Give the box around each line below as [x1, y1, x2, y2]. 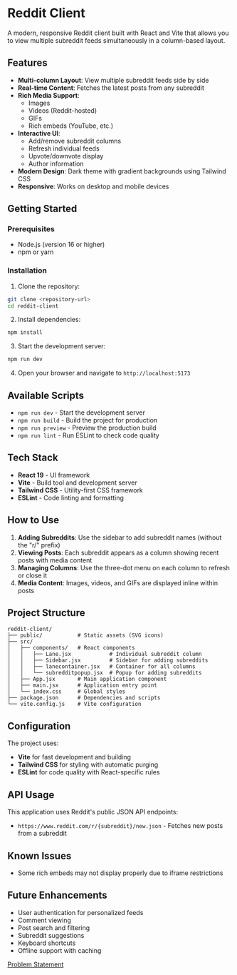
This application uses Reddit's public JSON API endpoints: [7, 808, 179, 817]
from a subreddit [17, 829, 67, 838]
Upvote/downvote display [28, 151, 104, 160]
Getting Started [7, 203, 78, 215]
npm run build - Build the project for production [17, 416, 158, 425]
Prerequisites [7, 224, 55, 234]
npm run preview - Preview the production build [17, 423, 157, 433]
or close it [17, 571, 48, 580]
